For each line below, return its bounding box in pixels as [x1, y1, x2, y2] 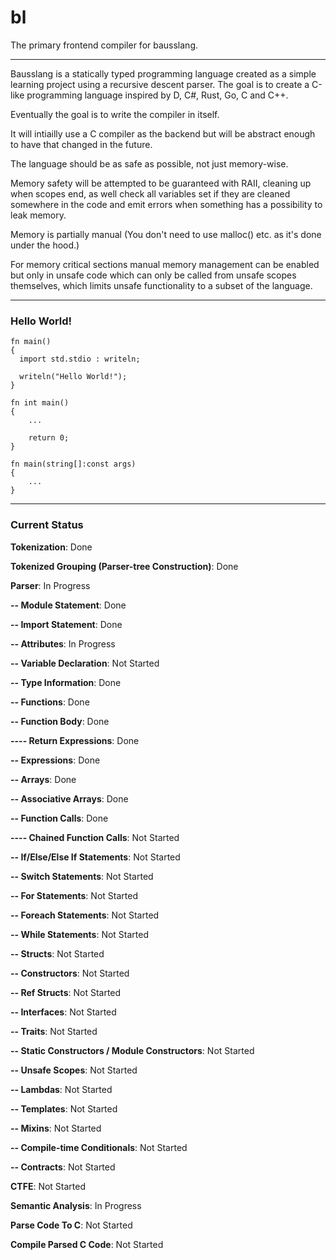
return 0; [28, 433, 70, 443]
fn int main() [10, 398, 70, 408]
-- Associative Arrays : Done [10, 792, 129, 805]
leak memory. [10, 209, 67, 221]
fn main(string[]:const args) [10, 459, 137, 470]
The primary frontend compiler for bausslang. [10, 39, 199, 51]
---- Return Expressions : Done [10, 734, 140, 746]
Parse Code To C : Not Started [10, 1219, 133, 1231]
